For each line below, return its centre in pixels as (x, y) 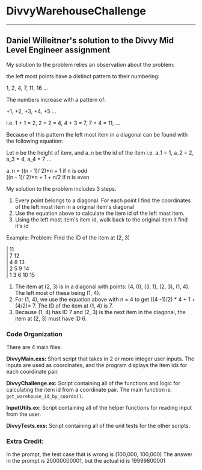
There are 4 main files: (34, 347)
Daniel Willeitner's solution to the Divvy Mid (90, 41)
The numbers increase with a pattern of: (56, 99)
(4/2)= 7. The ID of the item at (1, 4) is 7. (64, 306)
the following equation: (35, 141)
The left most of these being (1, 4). (58, 292)
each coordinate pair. (32, 372)
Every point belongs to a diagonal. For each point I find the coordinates (103, 200)
